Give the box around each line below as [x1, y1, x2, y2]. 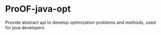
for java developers [5, 24, 45, 30]
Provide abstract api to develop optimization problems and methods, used [5, 19, 156, 25]
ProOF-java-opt [5, 3, 71, 15]
